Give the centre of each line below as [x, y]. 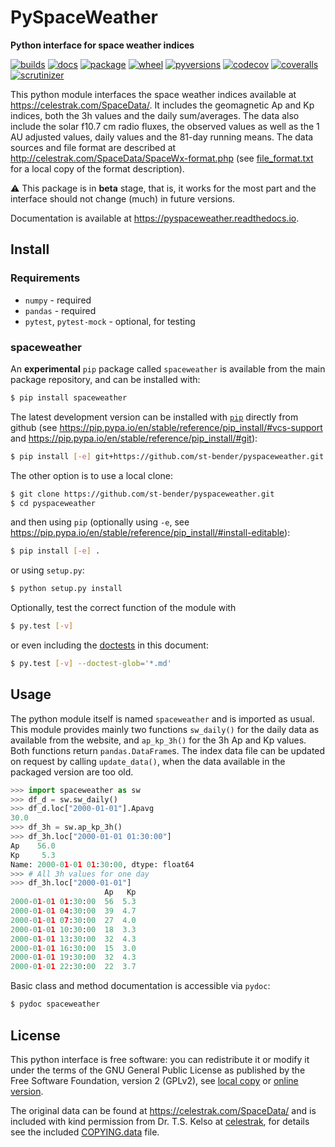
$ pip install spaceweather [69, 397]
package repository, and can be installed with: [105, 379]
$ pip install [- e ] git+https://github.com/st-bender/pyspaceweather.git [167, 456]
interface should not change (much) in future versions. [123, 198]
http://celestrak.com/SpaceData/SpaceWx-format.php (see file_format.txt [162, 158]
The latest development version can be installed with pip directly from [154, 417]
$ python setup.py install [66, 589]
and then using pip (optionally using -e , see [100, 522]
